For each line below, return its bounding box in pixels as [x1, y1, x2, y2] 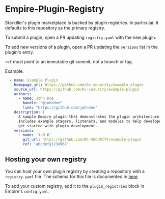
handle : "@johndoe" [23, 101, 63, 106]
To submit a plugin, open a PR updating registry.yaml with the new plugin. [5, 34, 156, 40]
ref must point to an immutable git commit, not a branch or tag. [5, 58, 133, 64]
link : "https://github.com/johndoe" [23, 105, 98, 110]
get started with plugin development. [18, 123, 98, 128]
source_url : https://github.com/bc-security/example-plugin [14, 87, 139, 92]
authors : [14, 91, 32, 96]
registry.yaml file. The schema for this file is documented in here [5, 173, 138, 179]
